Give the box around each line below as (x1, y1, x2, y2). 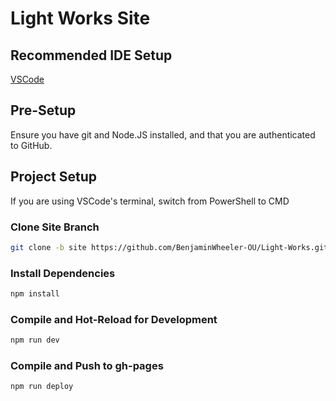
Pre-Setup (10, 102, 77, 119)
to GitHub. (10, 139, 53, 151)
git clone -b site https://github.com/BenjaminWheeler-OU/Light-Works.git (10, 242, 329, 252)
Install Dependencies (10, 266, 116, 280)
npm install (10, 289, 60, 299)
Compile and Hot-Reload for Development (10, 312, 218, 326)
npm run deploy (10, 382, 74, 392)
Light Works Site (10, 7, 151, 30)
